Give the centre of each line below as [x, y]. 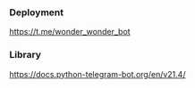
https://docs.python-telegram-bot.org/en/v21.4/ [97, 74]
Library [25, 55]
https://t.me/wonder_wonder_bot [70, 32]
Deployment [37, 12]
